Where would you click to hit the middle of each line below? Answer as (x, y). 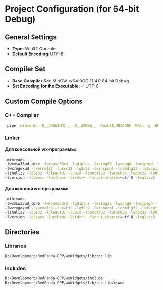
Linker (13, 138)
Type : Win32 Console (34, 49)
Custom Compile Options (44, 102)
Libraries (16, 246)
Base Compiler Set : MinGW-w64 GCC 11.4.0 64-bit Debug (70, 81)
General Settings (31, 37)
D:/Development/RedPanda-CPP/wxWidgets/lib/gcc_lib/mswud (65, 283)
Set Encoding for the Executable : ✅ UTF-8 (55, 86)
